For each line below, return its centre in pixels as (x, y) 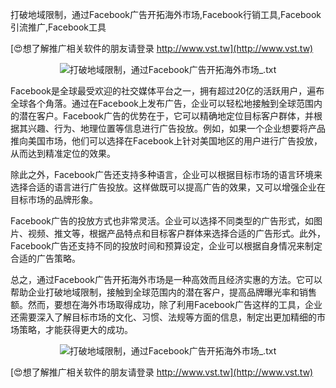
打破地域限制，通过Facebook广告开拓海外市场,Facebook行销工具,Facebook (166, 14)
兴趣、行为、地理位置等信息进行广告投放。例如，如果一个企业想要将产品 (176, 128)
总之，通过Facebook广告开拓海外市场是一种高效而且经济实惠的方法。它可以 (166, 279)
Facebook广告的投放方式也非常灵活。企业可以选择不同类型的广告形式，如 (162, 221)
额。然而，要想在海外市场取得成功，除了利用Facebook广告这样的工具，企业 (166, 304)
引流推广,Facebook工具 (58, 27)
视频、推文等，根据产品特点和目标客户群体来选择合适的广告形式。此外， (176, 233)
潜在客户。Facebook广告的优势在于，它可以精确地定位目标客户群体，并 (166, 116)
